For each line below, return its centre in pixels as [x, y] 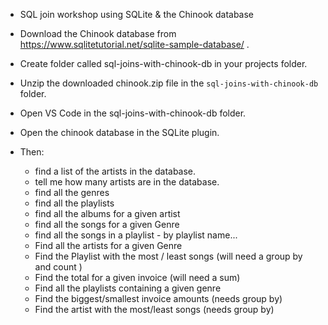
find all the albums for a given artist [107, 213]
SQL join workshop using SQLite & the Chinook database [137, 14]
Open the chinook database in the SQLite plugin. [119, 132]
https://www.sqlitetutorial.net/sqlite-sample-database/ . [134, 44]
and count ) [58, 267]
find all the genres [72, 192]
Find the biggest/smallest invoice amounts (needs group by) [158, 298]
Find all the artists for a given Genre [108, 245]
